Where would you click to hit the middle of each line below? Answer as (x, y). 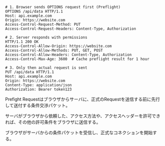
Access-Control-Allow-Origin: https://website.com (58, 46)
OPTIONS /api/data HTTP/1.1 (34, 11)
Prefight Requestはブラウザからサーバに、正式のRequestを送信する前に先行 (82, 99)
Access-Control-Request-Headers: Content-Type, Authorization (71, 29)
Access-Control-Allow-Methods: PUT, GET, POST (54, 50)
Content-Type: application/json (38, 85)
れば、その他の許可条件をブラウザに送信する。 (53, 122)
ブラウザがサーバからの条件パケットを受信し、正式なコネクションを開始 (79, 133)
